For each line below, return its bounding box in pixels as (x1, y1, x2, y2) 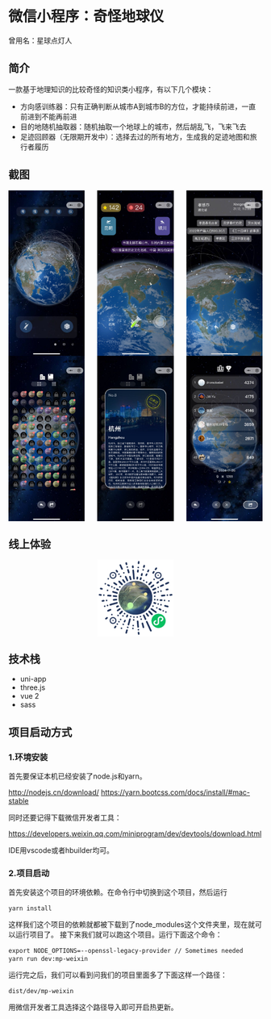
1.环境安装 (8, 751, 48, 762)
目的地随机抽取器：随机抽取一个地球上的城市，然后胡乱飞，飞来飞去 (19, 122, 247, 132)
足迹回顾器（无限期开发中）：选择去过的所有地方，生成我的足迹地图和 (19, 132, 250, 141)
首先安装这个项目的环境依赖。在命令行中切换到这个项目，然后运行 (8, 887, 227, 897)
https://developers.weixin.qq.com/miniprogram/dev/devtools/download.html (8, 829, 262, 839)
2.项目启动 (8, 867, 50, 879)
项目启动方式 (8, 725, 73, 739)
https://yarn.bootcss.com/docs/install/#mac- (100, 787, 250, 797)
